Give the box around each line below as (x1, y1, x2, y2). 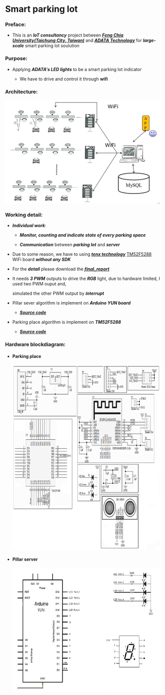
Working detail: (5, 211, 43, 218)
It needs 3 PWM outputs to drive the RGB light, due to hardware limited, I (12, 275, 160, 282)
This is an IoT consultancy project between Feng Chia (12, 32, 124, 38)
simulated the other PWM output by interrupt (12, 290, 104, 297)
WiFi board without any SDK (12, 257, 71, 263)
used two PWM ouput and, (12, 281, 66, 287)
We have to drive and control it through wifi (19, 76, 108, 82)
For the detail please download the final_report (12, 266, 110, 272)
